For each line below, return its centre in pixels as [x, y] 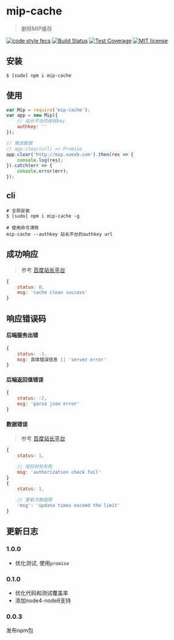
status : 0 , [31, 287]
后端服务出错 [22, 335]
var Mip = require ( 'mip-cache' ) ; [48, 110]
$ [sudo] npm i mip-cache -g [43, 216]
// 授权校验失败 [35, 467]
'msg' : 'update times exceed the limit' [69, 506]
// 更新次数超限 [35, 500]
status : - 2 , [32, 398]
